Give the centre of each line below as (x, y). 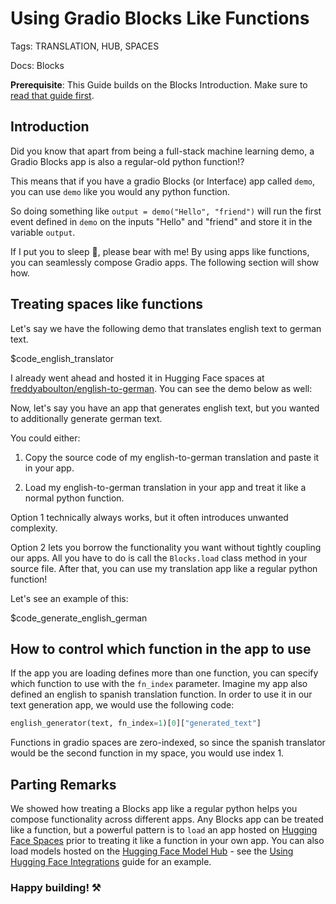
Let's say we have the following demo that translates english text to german (166, 328)
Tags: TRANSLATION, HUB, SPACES (85, 46)
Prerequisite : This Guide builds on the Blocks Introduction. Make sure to (159, 84)
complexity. (34, 528)
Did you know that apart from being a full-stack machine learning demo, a (162, 151)
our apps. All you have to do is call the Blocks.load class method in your (159, 558)
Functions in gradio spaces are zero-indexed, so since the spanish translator (168, 743)
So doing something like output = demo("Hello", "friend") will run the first (166, 211)
